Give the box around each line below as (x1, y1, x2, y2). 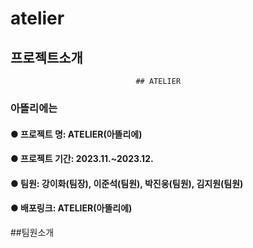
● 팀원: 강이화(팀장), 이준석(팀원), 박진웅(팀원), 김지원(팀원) (10, 177, 244, 189)
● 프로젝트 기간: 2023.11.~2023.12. (10, 153, 154, 165)
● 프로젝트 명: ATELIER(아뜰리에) (10, 128, 143, 140)
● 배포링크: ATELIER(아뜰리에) (10, 202, 133, 214)
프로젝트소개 (10, 49, 83, 66)
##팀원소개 (10, 226, 55, 238)
